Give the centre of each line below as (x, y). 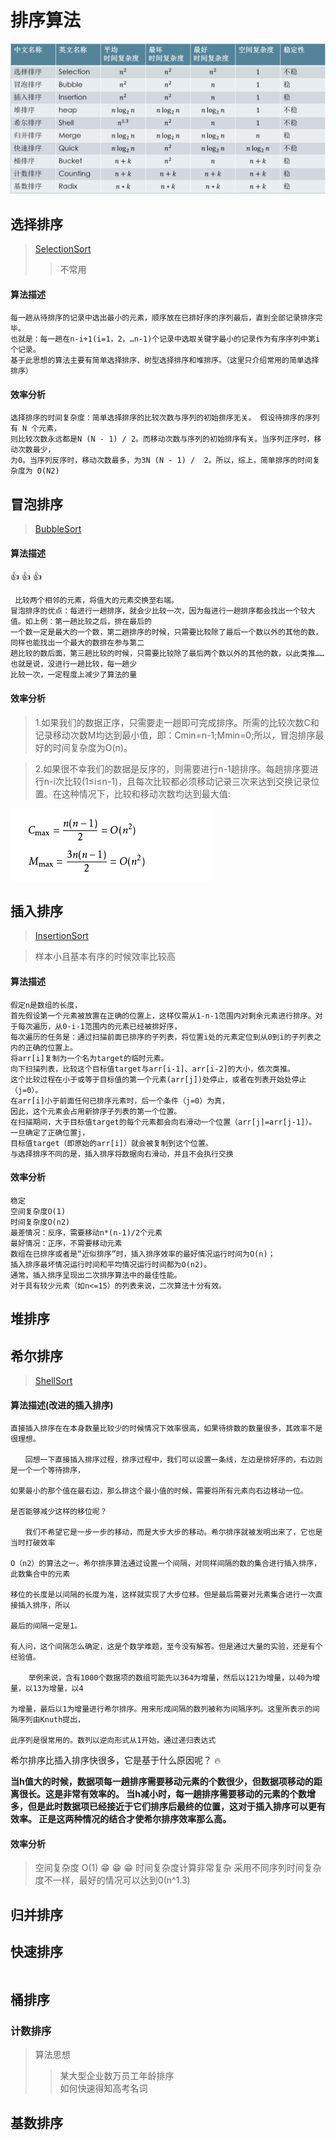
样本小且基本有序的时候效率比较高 (105, 957)
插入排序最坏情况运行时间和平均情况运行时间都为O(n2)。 (111, 1264)
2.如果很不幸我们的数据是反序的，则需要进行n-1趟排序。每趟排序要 (172, 768)
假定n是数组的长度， (46, 1005)
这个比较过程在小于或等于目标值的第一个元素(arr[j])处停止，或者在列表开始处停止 (158, 1079)
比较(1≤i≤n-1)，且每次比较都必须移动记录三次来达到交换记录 (187, 781)
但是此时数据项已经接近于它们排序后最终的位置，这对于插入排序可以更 (172, 1807)
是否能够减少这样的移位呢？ (59, 1512)
